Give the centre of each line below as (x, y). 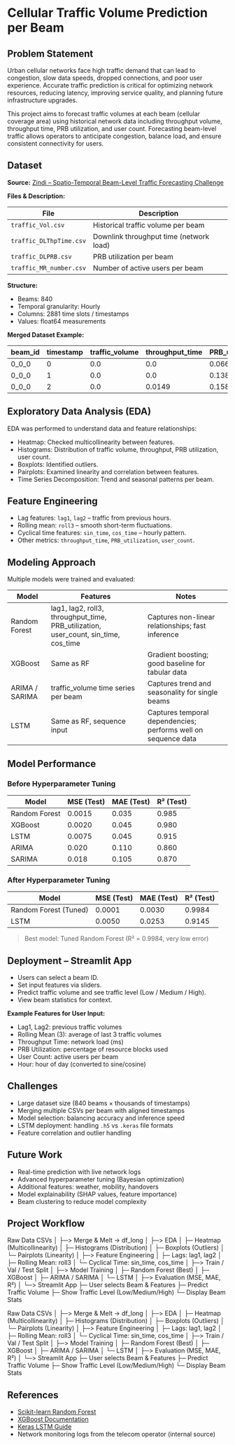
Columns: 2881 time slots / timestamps (73, 314)
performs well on (175, 730)
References (33, 1395)
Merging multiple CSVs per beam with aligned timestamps (101, 1110)
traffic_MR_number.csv (48, 268)
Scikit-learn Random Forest (57, 1412)
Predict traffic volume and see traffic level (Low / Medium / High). (112, 993)
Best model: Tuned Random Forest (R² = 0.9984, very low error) (116, 939)
